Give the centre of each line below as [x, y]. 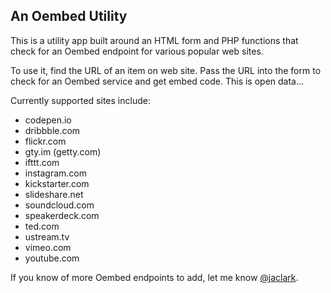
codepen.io [48, 120]
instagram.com [56, 173]
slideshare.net [54, 194]
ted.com [42, 226]
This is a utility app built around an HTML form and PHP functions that [154, 40]
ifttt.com [42, 162]
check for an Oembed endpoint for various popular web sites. [137, 51]
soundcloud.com [59, 205]
